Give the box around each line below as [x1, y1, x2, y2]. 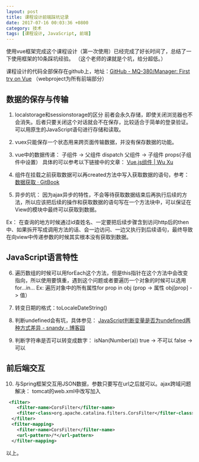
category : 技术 [6, 25, 42, 31]
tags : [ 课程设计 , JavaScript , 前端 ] [6, 31, 91, 37]
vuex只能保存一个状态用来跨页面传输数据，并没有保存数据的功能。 [14, 138, 178, 145]
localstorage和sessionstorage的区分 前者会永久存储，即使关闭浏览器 [14, 111, 182, 118]
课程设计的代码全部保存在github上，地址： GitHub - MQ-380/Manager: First [6, 68, 191, 75]
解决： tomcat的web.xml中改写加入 [14, 387, 101, 394]
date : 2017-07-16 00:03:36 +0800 [6, 20, 89, 26]
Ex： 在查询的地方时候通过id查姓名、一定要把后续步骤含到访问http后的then [6, 218, 190, 225]
